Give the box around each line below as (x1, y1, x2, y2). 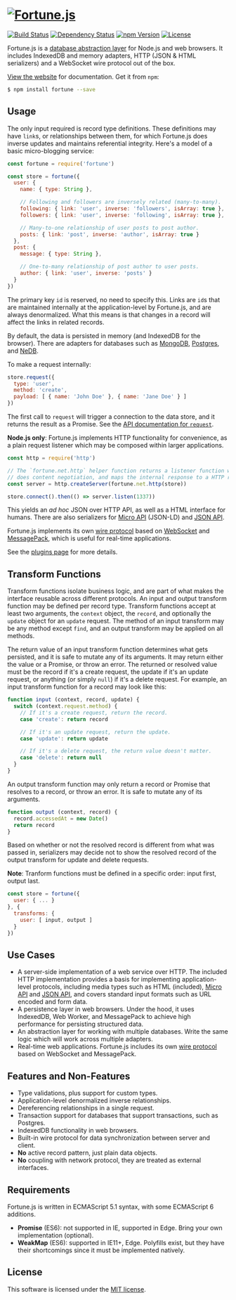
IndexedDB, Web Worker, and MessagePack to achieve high (17, 1013, 191, 1021)
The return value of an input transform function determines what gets (7, 645, 209, 654)
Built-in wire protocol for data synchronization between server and (17, 1133, 211, 1142)
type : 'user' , (13, 380, 55, 387)
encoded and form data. (17, 998, 88, 1006)
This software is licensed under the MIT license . (7, 1285, 146, 1293)
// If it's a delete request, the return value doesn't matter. (20, 748, 212, 755)
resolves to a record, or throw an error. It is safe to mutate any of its (7, 787, 202, 795)
